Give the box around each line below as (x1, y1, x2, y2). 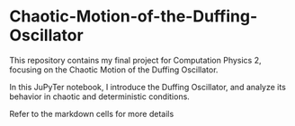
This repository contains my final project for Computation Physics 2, (9, 55, 262, 65)
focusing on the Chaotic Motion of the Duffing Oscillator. (9, 64, 219, 75)
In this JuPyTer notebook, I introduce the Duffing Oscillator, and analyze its (9, 81, 286, 92)
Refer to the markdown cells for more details (9, 108, 174, 119)
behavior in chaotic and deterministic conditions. (9, 91, 191, 102)
